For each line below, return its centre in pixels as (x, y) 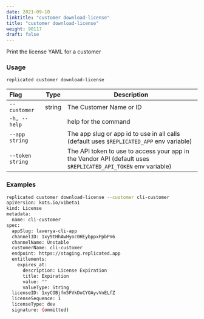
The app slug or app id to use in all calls (124, 134)
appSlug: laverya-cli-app (45, 231)
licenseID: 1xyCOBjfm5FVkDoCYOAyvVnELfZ (63, 293)
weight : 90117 (24, 29)
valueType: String (46, 287)
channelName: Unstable (40, 242)
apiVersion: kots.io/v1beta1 (43, 203)
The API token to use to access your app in (128, 151)
